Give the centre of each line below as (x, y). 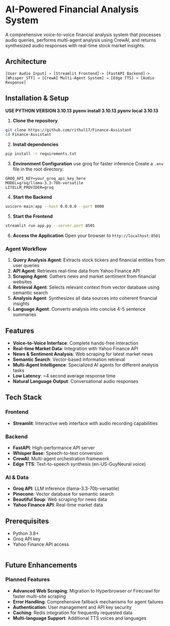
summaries (25, 315)
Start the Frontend (33, 216)
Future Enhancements (41, 565)
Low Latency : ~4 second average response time (64, 376)
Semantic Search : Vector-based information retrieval (69, 359)
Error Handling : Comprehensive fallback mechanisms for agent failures (88, 601)
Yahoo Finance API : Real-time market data (58, 505)
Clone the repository (35, 120)
